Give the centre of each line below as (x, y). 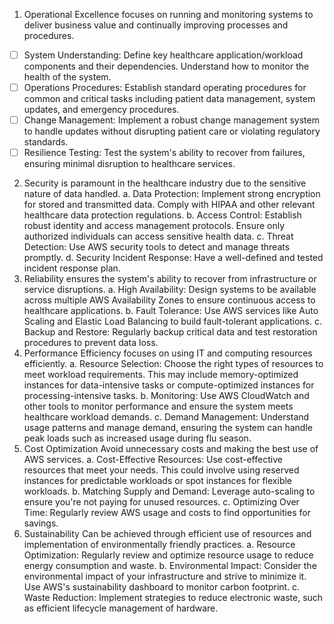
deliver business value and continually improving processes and (156, 25)
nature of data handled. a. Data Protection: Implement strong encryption (172, 194)
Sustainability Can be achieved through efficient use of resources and (167, 534)
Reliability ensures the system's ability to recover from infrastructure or (170, 279)
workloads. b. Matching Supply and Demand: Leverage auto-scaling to (169, 491)
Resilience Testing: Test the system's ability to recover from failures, (164, 153)
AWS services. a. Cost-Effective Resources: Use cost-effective (153, 460)
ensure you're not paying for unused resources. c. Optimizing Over (161, 502)
